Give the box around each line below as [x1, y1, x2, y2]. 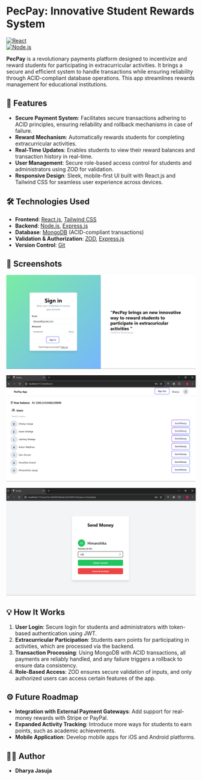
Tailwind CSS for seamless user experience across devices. [14, 178, 164, 185]
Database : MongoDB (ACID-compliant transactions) [14, 228, 144, 236]
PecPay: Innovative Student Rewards [6, 4, 195, 18]
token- [169, 623, 186, 630]
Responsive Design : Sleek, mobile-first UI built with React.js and [14, 172, 176, 179]
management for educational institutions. [6, 80, 108, 88]
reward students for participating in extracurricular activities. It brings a [6, 62, 183, 69]
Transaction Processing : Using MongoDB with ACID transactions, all [14, 648, 186, 656]
